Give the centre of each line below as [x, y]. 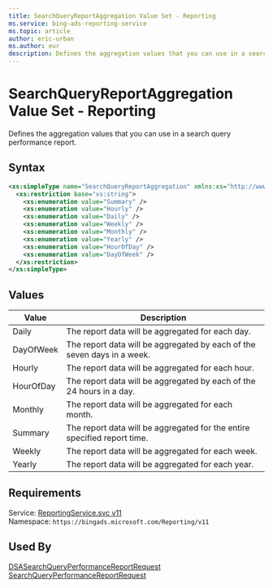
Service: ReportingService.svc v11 [65, 512]
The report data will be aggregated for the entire [158, 428]
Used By [30, 547]
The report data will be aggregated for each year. [160, 465]
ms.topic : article [39, 31]
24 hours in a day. [101, 391]
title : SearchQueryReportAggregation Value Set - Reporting [113, 16]
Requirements [45, 493]
